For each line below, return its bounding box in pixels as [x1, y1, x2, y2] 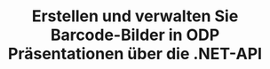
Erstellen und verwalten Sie [31, 6, 239, 27]
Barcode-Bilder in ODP [50, 25, 220, 45]
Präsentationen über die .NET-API [7, 44, 263, 64]
